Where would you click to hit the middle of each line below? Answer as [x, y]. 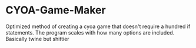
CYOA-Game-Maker [56, 10]
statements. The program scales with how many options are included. [90, 32]
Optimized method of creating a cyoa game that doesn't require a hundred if [98, 26]
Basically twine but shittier [37, 39]
